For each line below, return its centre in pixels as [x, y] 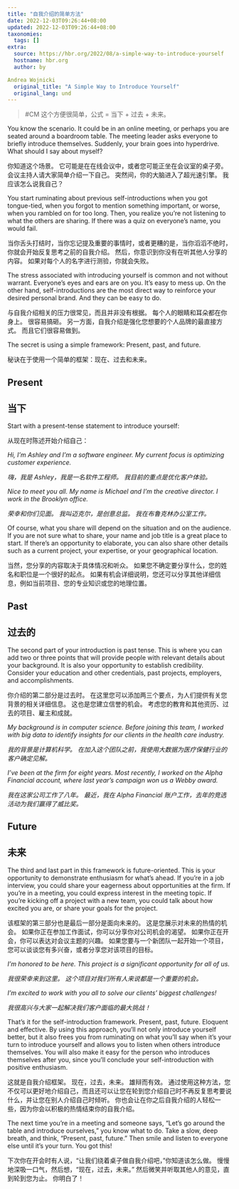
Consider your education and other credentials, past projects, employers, [115, 673]
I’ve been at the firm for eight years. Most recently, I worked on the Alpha [115, 772]
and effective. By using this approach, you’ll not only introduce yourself [112, 1029]
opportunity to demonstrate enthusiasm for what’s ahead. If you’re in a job [116, 877]
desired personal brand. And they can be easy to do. [84, 298]
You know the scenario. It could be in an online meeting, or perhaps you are [118, 128]
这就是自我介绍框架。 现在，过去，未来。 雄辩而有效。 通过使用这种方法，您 [119, 1082]
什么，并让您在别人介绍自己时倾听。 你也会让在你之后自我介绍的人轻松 [111, 1100]
